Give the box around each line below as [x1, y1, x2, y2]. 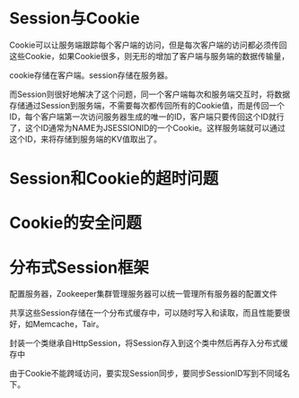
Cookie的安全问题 [9, 212, 142, 233]
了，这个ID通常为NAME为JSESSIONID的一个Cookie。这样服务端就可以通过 [9, 122, 286, 133]
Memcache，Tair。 [32, 319, 105, 330]
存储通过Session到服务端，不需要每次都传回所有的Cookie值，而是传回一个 [9, 99, 286, 110]
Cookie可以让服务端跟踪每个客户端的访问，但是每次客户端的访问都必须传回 [9, 39, 287, 50]
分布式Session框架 [9, 257, 150, 278]
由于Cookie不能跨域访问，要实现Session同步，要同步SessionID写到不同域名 [9, 368, 291, 379]
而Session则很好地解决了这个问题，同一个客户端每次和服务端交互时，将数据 [9, 89, 290, 99]
